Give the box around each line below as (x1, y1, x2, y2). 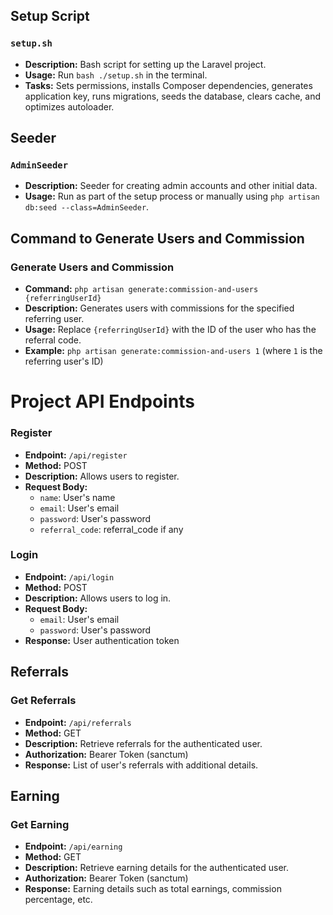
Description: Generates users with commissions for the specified (24, 302, 295, 314)
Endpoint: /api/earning (24, 840, 123, 853)
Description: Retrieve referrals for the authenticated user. (24, 737, 263, 749)
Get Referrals (10, 694, 77, 708)
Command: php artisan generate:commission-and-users (24, 283, 259, 295)
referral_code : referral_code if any (39, 523, 184, 535)
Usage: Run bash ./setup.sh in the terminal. (24, 69, 208, 81)
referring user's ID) (24, 355, 104, 368)
